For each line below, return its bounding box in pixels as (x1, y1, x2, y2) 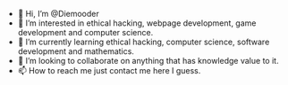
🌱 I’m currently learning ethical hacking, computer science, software (17, 36, 270, 47)
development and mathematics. (17, 46, 134, 57)
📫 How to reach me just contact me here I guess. (17, 66, 201, 75)
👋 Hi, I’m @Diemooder (17, 9, 100, 19)
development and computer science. (17, 27, 154, 37)
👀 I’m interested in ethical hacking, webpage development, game (17, 18, 257, 28)
